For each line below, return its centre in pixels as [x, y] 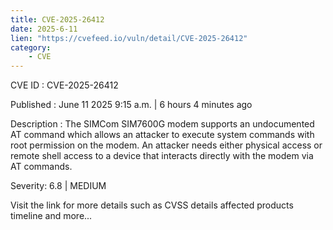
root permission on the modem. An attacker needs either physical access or [166, 145]
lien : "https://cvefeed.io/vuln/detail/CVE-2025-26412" [129, 38]
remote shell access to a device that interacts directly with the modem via [162, 156]
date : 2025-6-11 [44, 29]
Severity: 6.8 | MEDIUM [58, 186]
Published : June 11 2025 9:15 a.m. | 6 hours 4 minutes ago [131, 105]
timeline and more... [51, 216]
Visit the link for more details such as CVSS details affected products [152, 205]
